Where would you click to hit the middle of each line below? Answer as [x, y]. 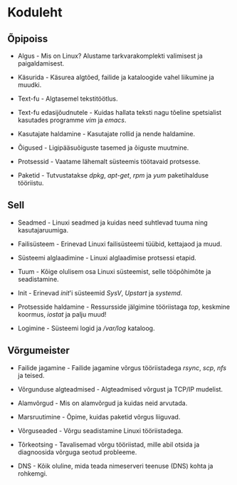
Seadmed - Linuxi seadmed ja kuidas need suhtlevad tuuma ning [112, 223]
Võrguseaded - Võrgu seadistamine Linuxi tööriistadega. [100, 430]
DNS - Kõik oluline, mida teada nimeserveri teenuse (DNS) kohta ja [115, 466]
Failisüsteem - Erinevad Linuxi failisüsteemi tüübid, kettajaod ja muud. [120, 244]
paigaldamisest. [41, 63]
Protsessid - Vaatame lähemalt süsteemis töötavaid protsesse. [109, 162]
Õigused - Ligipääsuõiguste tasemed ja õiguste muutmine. [103, 148]
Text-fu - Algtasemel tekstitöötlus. [68, 98]
